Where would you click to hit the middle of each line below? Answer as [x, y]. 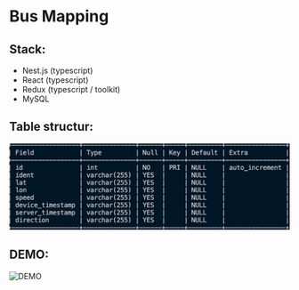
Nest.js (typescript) [57, 70]
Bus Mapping [59, 16]
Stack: [28, 49]
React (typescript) [55, 80]
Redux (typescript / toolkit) [71, 89]
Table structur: [51, 127]
